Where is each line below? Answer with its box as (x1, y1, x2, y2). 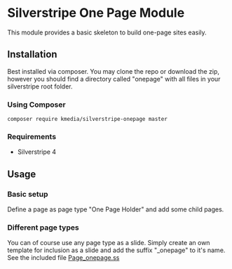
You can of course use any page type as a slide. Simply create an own (7, 239, 210, 247)
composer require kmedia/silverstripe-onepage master (7, 116, 168, 123)
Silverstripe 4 (17, 147, 57, 156)
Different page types (7, 223, 79, 232)
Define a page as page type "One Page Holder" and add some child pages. (7, 205, 224, 214)
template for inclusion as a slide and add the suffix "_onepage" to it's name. (7, 246, 226, 254)
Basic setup (7, 189, 48, 199)
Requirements (7, 131, 57, 141)
